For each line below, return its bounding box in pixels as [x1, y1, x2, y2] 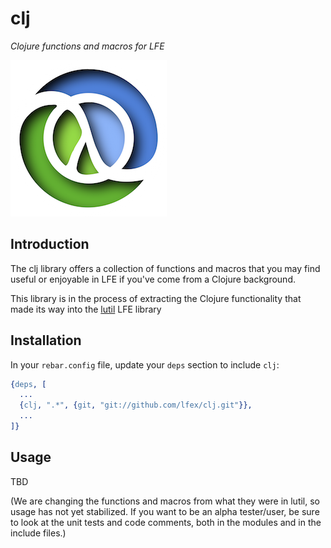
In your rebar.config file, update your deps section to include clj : [10, 358, 280, 371]
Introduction [10, 236, 90, 253]
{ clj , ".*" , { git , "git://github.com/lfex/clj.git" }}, [19, 400, 253, 411]
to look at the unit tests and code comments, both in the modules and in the [10, 516, 322, 528]
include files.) [10, 527, 67, 539]
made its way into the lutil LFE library [10, 303, 162, 315]
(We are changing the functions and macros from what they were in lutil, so [10, 495, 321, 507]
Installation [10, 332, 82, 349]
